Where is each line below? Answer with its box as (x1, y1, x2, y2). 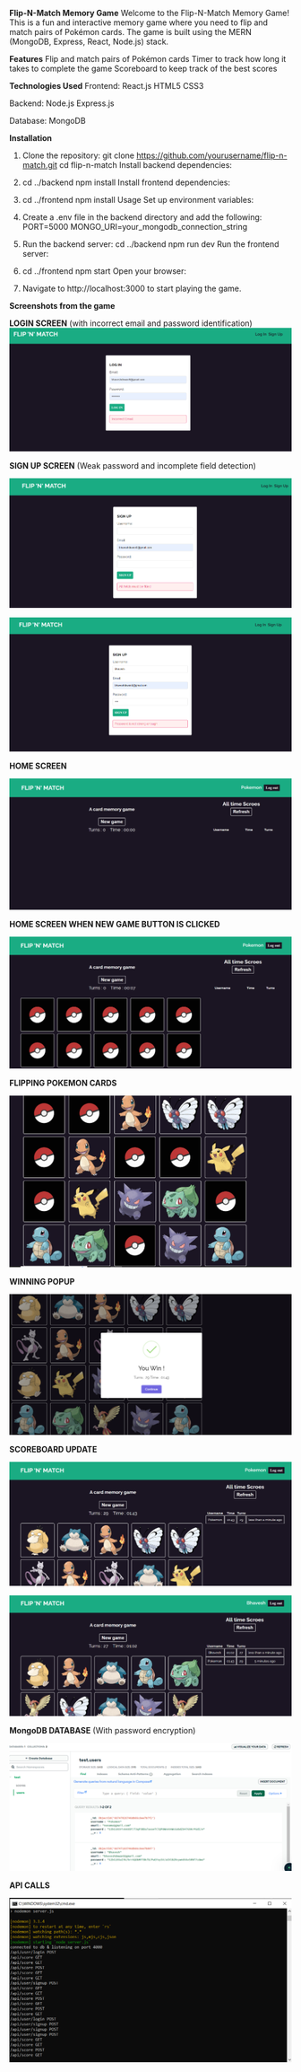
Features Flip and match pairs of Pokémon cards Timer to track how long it (9, 54, 287, 64)
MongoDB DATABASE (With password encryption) (9, 1725, 196, 1735)
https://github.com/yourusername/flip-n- (135, 150, 288, 161)
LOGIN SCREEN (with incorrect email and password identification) (9, 318, 253, 329)
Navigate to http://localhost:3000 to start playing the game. (21, 283, 242, 294)
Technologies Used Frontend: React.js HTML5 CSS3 (9, 81, 204, 91)
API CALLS (9, 1880, 51, 1891)
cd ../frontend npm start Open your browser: (21, 266, 186, 277)
